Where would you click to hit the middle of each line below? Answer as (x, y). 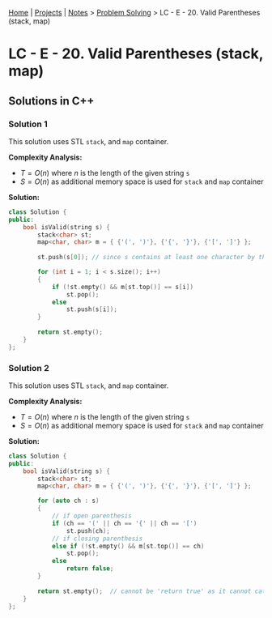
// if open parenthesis (91, 516)
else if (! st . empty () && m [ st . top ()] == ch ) (128, 546)
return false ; (90, 569)
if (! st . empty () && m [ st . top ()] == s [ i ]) (123, 287)
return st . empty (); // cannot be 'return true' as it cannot (144, 591)
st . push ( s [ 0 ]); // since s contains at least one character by (146, 258)
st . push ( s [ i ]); (91, 309)
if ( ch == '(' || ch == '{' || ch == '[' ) (124, 523)
